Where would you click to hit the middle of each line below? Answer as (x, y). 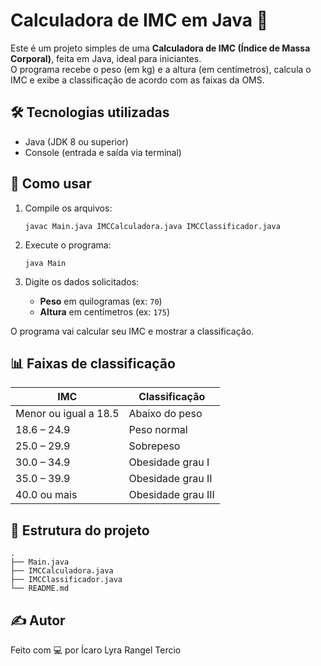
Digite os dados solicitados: (82, 281)
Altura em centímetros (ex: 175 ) (105, 311)
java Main (45, 263)
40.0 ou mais (46, 495)
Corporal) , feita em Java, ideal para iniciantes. (106, 58)
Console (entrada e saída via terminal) (103, 152)
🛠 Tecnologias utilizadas (90, 112)
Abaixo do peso (165, 414)
